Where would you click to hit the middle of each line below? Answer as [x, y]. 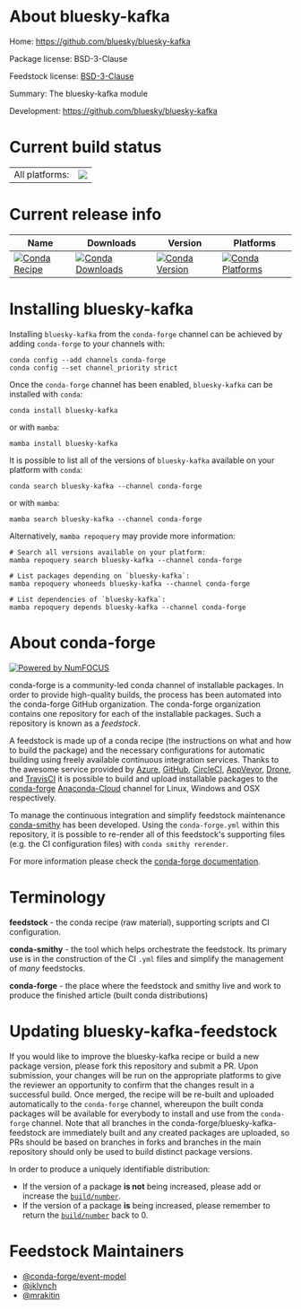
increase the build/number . [72, 1196]
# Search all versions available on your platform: [107, 552]
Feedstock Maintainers [97, 1251]
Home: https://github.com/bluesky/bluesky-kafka [100, 41]
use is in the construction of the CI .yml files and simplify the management [146, 958]
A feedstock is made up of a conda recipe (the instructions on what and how [150, 740]
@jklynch [39, 1286]
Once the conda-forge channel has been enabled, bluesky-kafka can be [141, 384]
